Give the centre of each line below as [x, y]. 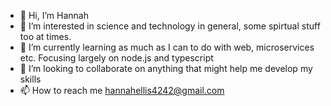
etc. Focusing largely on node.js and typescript [116, 58]
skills [30, 79]
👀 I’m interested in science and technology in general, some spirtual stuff [170, 26]
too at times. [45, 36]
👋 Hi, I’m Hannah [54, 15]
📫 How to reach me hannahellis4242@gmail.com [122, 90]
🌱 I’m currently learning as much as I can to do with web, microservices [167, 47]
